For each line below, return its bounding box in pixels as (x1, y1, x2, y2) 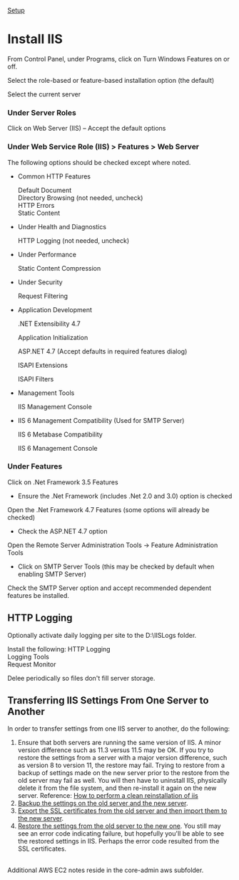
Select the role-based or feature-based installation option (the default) (7, 76, 215, 84)
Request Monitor (7, 660, 56, 669)
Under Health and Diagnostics (17, 222, 107, 231)
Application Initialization (17, 333, 88, 341)
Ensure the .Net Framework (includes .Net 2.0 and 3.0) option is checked (17, 491, 233, 500)
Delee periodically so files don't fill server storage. (7, 674, 156, 682)
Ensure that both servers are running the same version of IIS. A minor (17, 739, 222, 747)
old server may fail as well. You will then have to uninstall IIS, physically (17, 776, 228, 785)
